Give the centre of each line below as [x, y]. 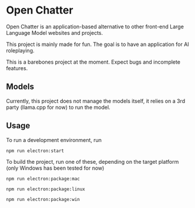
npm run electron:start [35, 151]
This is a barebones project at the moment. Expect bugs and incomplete [93, 62]
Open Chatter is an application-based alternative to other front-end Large [95, 27]
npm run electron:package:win [43, 199]
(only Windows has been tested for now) [55, 168]
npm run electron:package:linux [46, 189]
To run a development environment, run [54, 140]
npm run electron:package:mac [43, 179]
